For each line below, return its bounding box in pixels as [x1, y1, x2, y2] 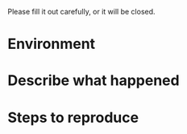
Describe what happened [7, 71, 180, 90]
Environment [7, 35, 96, 53]
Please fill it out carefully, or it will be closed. [7, 7, 156, 16]
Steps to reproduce [7, 108, 139, 127]
